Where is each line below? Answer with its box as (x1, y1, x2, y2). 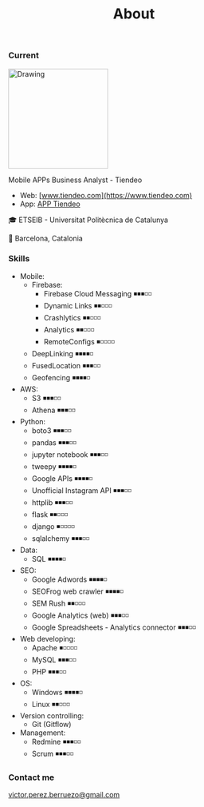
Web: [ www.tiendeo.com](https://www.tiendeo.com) (19, 190, 193, 200)
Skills (8, 253, 30, 264)
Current (8, 50, 40, 61)
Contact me (8, 772, 55, 783)
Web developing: (19, 634, 76, 643)
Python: (19, 416, 46, 426)
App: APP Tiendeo (19, 199, 81, 209)
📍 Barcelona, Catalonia (8, 233, 84, 243)
